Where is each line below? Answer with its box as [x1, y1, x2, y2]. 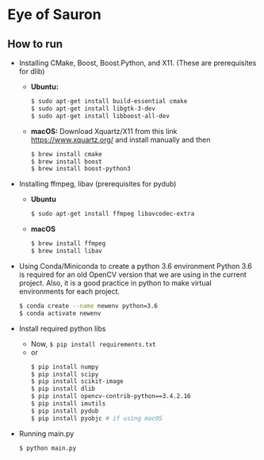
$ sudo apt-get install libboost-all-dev [30, 112, 170, 120]
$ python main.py [18, 444, 77, 452]
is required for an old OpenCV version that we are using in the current [18, 270, 247, 279]
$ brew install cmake [30, 150, 102, 158]
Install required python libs [18, 324, 106, 333]
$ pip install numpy [30, 362, 99, 370]
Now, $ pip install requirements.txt [30, 339, 156, 348]
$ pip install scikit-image [30, 378, 124, 385]
